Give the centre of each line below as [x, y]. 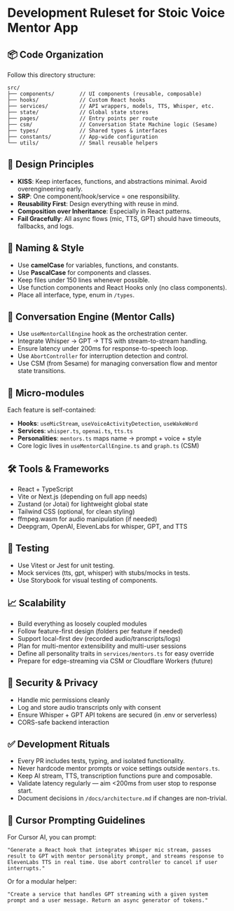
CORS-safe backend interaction [63, 722]
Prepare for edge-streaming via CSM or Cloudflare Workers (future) [115, 661]
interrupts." [26, 869]
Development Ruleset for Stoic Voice [116, 13]
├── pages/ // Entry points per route [83, 119]
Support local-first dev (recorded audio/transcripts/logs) [99, 638]
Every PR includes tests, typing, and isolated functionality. [101, 761]
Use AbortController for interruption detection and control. [103, 356]
